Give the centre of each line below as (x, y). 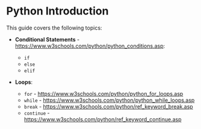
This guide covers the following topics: (54, 28)
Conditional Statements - (47, 39)
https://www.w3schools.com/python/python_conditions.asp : (90, 46)
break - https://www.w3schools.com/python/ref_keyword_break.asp (109, 106)
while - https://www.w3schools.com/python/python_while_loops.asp (109, 100)
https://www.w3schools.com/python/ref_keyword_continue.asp (103, 119)
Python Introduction (57, 11)
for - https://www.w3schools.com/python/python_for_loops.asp (104, 93)
